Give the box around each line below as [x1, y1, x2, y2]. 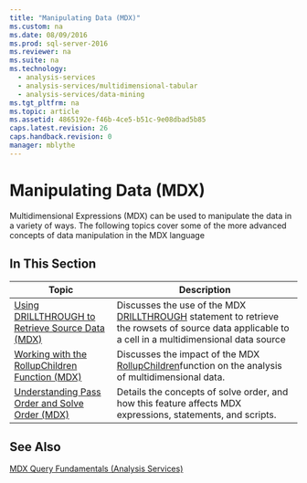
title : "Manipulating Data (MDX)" [9, 13, 142, 23]
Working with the [14, 348, 88, 361]
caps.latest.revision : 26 [9, 124, 108, 133]
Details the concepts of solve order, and [116, 385, 289, 398]
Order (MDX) [14, 408, 70, 421]
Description [178, 283, 231, 296]
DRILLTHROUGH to [14, 310, 96, 322]
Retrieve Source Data [14, 321, 105, 334]
